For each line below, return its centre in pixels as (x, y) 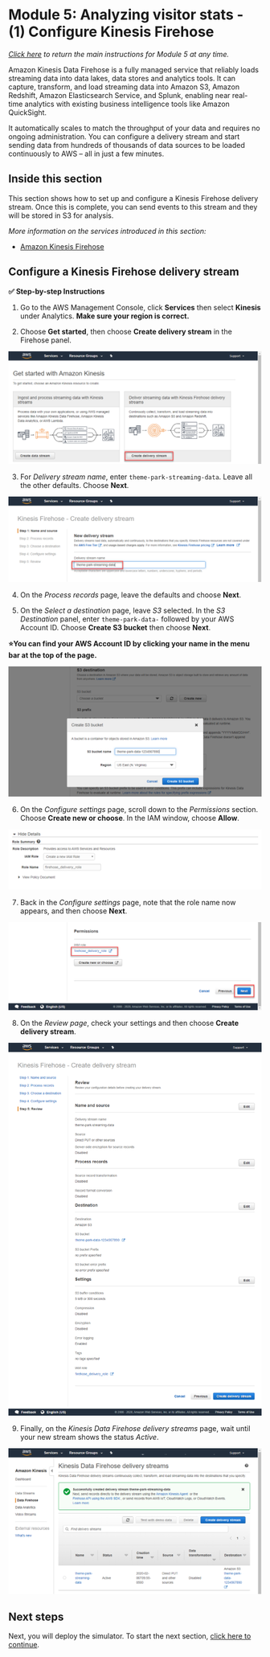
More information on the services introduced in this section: (107, 231)
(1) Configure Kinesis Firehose (111, 32)
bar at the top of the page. (53, 655)
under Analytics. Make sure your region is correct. (104, 316)
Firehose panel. (46, 340)
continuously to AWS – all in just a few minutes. (86, 154)
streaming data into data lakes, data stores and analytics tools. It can (122, 78)
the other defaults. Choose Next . (74, 485)
